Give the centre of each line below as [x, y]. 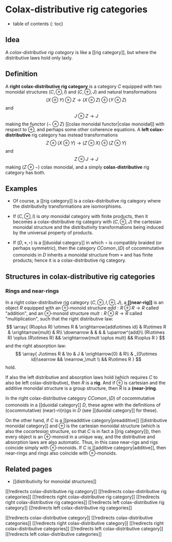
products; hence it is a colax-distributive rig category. [70, 260]
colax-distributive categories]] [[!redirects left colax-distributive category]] [84, 529]
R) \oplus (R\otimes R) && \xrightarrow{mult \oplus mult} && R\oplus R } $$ [86, 337]
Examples [21, 188]
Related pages [29, 469]
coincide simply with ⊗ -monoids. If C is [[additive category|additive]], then [86, 447]
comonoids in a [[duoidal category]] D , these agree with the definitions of [83, 405]
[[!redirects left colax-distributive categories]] [53, 534]
